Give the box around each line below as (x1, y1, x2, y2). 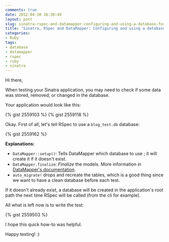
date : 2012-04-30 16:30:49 (5, 12, 62, 17)
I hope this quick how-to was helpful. (5, 221, 82, 227)
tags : (5, 40, 17, 45)
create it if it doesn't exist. (12, 156, 67, 162)
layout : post (5, 17, 33, 22)
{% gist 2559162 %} (5, 131, 47, 137)
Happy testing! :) (5, 231, 40, 237)
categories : (5, 31, 30, 36)
